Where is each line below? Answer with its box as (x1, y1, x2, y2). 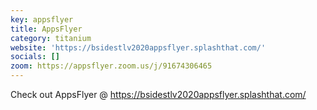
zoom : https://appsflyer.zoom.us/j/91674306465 (10, 61, 213, 71)
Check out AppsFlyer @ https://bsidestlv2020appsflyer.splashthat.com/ (10, 89, 307, 100)
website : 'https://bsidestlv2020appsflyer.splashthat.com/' (10, 42, 267, 53)
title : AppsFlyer (10, 24, 83, 34)
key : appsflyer (10, 14, 74, 25)
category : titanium (10, 33, 92, 43)
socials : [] (10, 52, 60, 62)
